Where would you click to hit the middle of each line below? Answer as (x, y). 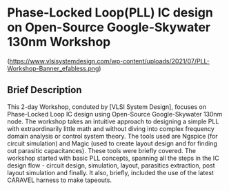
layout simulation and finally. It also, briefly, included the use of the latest (110, 172)
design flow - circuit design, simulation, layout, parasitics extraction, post (111, 165)
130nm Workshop (59, 42)
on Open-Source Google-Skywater (109, 27)
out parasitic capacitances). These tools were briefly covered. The (102, 150)
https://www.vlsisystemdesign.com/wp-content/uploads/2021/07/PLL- (110, 61)
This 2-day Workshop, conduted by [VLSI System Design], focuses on (107, 107)
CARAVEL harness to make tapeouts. (60, 180)
